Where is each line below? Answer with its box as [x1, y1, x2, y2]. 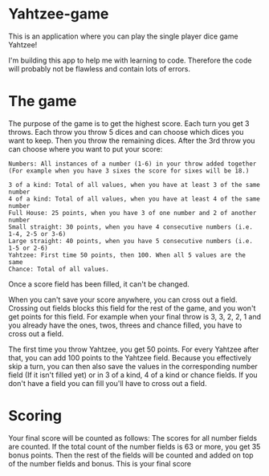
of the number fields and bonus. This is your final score [8, 458, 192, 468]
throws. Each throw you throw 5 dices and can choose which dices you [8, 127, 244, 136]
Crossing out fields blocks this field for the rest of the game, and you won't [8, 303, 256, 313]
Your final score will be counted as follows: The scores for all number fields [8, 433, 258, 442]
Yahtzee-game [8, 5, 109, 23]
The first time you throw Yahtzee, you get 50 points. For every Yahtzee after [8, 344, 259, 354]
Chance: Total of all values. [8, 265, 110, 273]
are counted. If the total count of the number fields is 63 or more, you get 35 [8, 441, 261, 451]
